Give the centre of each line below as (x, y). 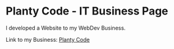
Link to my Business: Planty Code (48, 39)
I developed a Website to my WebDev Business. (66, 28)
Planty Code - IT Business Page (87, 11)
